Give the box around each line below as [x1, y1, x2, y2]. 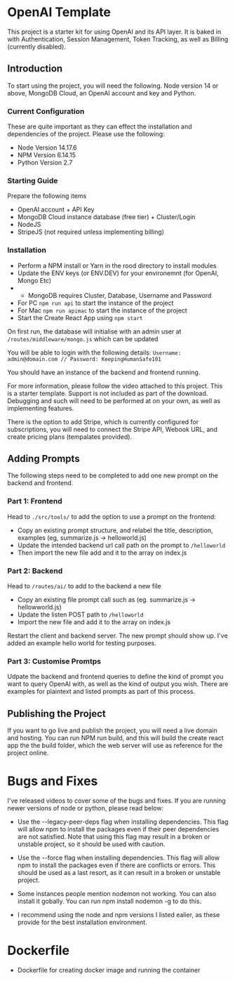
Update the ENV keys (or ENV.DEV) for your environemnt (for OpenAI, [17, 268, 219, 277]
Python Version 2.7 [17, 159, 73, 167]
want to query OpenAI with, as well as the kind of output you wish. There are [7, 680, 229, 688]
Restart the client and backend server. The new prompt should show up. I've [7, 631, 228, 640]
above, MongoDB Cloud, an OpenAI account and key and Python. [7, 88, 196, 97]
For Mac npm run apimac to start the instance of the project [17, 306, 187, 315]
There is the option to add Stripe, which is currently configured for [7, 417, 199, 426]
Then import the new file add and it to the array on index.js [17, 548, 187, 557]
